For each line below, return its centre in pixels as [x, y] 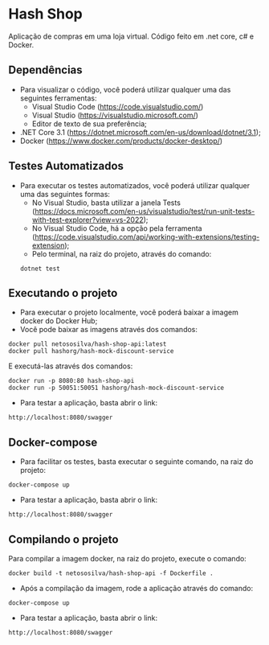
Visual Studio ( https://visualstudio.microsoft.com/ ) [115, 115]
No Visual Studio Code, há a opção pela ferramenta [117, 228]
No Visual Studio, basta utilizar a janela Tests [106, 203]
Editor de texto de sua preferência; [89, 123]
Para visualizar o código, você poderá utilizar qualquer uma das [125, 89]
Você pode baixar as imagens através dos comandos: [109, 330]
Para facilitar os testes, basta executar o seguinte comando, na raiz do [137, 462]
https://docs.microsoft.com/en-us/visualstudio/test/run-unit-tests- [145, 211]
